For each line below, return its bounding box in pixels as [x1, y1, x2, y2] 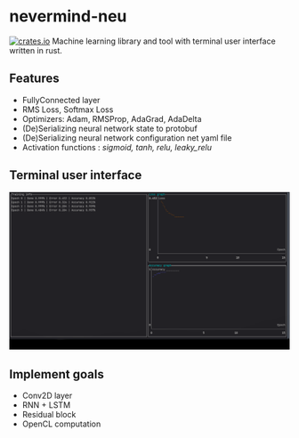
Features [9, 71, 60, 86]
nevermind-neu [9, 6, 127, 27]
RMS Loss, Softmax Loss [21, 104, 114, 115]
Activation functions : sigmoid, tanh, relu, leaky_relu [21, 142, 212, 152]
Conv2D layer [21, 390, 73, 401]
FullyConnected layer [21, 94, 101, 105]
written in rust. [9, 45, 62, 55]
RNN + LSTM [21, 400, 71, 410]
